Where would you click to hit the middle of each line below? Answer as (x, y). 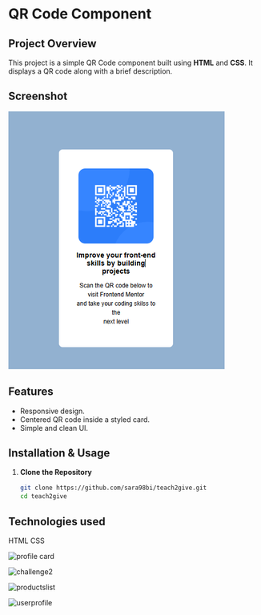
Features (31, 392)
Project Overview (52, 44)
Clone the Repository (56, 472)
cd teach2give (43, 496)
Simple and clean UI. (54, 428)
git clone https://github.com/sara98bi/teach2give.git (113, 488)
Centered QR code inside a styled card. (85, 419)
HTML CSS (27, 541)
